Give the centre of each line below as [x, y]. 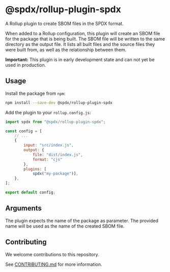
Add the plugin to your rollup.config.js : [48, 112]
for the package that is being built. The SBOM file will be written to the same [85, 39]
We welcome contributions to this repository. [52, 254]
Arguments [24, 208]
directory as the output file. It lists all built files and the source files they [80, 44]
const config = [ [24, 131]
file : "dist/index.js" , [58, 155]
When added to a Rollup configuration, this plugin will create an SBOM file [83, 33]
